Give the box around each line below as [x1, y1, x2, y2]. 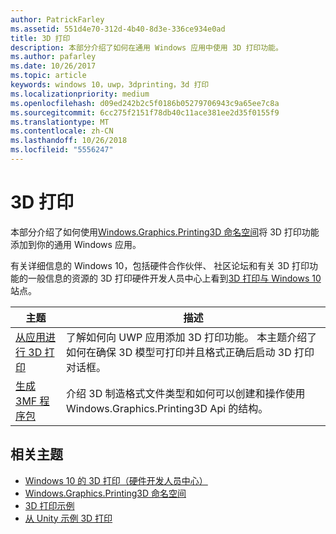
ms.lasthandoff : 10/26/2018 [10, 136, 128, 146]
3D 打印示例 [24, 499, 75, 511]
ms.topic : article [10, 71, 87, 81]
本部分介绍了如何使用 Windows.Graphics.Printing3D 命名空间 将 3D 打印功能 [10, 226, 320, 238]
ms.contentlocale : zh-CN [10, 126, 114, 136]
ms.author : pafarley [10, 52, 97, 62]
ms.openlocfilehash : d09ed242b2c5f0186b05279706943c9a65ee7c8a [10, 98, 280, 108]
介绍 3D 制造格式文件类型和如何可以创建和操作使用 [66, 386, 306, 400]
